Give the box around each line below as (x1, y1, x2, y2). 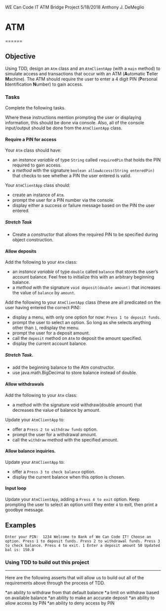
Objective (5, 52, 36, 61)
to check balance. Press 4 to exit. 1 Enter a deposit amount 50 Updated (5, 543, 161, 548)
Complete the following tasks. (5, 105, 66, 111)
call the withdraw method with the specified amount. (12, 437, 119, 443)
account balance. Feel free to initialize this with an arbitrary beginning (12, 274, 155, 280)
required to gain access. (12, 162, 62, 168)
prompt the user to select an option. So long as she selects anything (12, 320, 152, 326)
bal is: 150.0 (5, 547, 35, 552)
